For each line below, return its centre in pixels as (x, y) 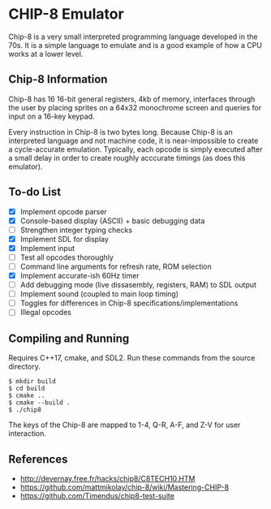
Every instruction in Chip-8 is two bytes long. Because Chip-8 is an (120, 132)
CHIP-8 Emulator (66, 14)
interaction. (28, 434)
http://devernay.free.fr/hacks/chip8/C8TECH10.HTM (108, 478)
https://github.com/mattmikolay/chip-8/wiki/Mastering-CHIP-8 (125, 487)
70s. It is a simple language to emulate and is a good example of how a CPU (135, 45)
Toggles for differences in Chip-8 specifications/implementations (129, 303)
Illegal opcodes (45, 313)
